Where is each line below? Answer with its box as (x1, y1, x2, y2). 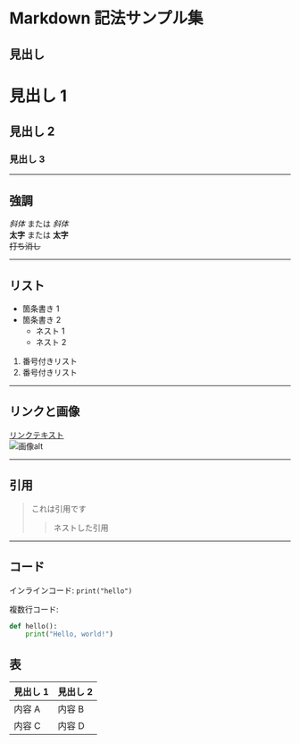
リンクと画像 (9, 404, 80, 419)
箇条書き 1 (21, 303, 60, 314)
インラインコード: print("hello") (9, 585, 133, 596)
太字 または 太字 (9, 230, 69, 241)
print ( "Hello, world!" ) (25, 630, 114, 639)
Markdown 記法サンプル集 (9, 8, 204, 29)
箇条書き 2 (21, 315, 62, 325)
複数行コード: (9, 604, 60, 614)
